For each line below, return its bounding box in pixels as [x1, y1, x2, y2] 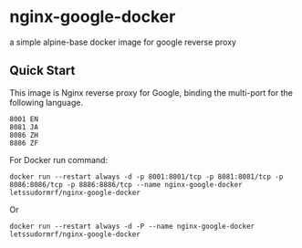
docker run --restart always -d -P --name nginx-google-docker [9, 222, 255, 231]
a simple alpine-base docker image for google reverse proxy [9, 36, 237, 47]
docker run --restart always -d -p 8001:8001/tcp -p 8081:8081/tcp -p [9, 171, 284, 181]
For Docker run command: [9, 154, 108, 165]
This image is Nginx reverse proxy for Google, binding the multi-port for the [9, 87, 294, 98]
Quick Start [9, 63, 76, 78]
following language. [9, 97, 84, 108]
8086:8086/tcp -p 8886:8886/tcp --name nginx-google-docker [9, 180, 244, 189]
